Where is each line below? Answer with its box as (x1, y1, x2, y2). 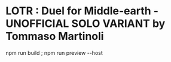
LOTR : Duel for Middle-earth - (5, 4, 159, 18)
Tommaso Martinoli (5, 30, 104, 43)
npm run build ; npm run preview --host (5, 49, 103, 56)
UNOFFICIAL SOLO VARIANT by (5, 17, 166, 30)
